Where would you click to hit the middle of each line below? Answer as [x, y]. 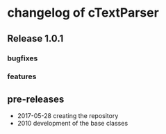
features [22, 76]
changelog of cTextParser [83, 13]
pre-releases [36, 99]
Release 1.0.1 [35, 39]
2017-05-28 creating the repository [68, 116]
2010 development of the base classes [73, 124]
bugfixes [23, 58]
